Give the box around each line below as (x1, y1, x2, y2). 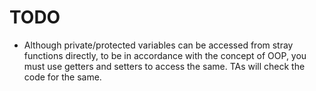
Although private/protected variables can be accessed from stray (23, 39, 294, 51)
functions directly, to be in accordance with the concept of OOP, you (23, 49, 307, 61)
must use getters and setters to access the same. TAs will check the (23, 60, 306, 72)
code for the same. (23, 71, 102, 83)
